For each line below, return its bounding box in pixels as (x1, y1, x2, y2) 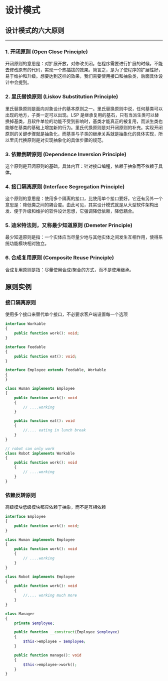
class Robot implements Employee (5, 574, 75, 579)
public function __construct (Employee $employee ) (14, 630, 120, 635)
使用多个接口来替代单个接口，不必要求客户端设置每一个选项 (5, 311, 128, 317)
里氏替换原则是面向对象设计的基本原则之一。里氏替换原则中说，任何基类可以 (5, 105, 163, 111)
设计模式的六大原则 (5, 26, 64, 35)
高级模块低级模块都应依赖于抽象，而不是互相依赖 (5, 504, 106, 510)
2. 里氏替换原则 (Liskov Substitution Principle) (5, 93, 118, 100)
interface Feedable (5, 345, 46, 350)
